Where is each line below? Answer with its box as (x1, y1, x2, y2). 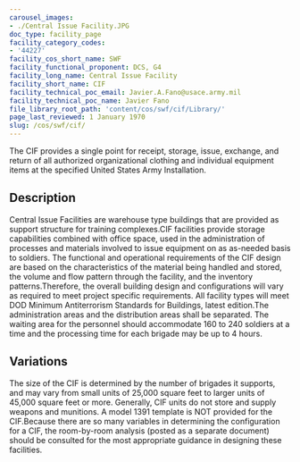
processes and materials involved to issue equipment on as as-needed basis (9, 242, 291, 253)
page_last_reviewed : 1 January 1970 (9, 113, 146, 122)
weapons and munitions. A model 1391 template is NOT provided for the (9, 406, 273, 416)
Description (9, 190, 76, 206)
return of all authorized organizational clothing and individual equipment (9, 155, 274, 165)
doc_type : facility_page (9, 29, 102, 38)
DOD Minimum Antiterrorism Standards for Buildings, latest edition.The (9, 299, 270, 310)
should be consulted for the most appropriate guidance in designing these (9, 434, 282, 445)
